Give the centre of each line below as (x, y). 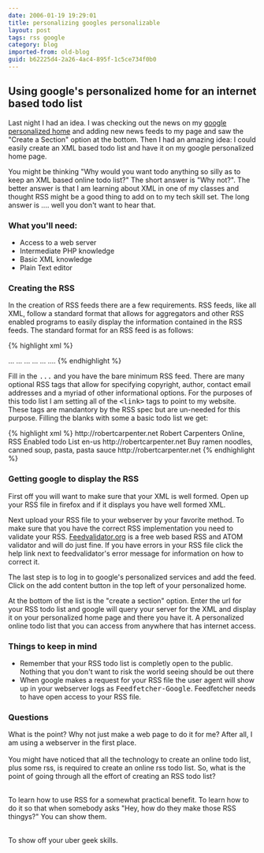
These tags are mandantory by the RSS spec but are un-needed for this (124, 410)
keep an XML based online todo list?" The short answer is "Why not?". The (129, 180)
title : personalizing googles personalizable (84, 23)
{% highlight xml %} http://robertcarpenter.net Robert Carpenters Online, (126, 434)
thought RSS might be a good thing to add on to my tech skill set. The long (129, 196)
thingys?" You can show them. (58, 817)
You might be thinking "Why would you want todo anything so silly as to (125, 171)
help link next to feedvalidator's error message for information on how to (126, 553)
